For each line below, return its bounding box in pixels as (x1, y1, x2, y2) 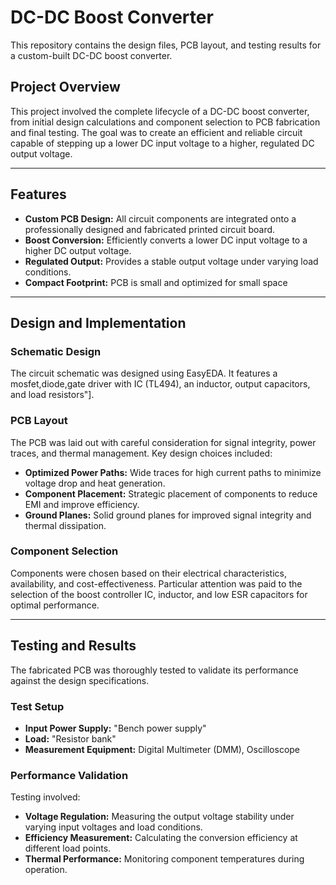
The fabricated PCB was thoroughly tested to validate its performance (10, 664, 299, 676)
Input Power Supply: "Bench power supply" (24, 722, 207, 734)
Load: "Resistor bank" (24, 732, 117, 745)
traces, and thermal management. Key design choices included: (10, 447, 273, 459)
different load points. (24, 842, 112, 855)
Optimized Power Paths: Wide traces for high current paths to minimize (24, 466, 322, 478)
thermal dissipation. (24, 519, 107, 531)
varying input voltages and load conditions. (24, 821, 203, 833)
